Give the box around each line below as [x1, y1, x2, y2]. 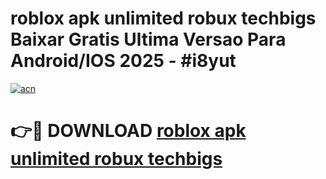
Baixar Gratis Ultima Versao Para [10, 28, 287, 51]
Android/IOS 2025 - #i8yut [10, 50, 237, 72]
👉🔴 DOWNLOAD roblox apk [10, 120, 247, 142]
